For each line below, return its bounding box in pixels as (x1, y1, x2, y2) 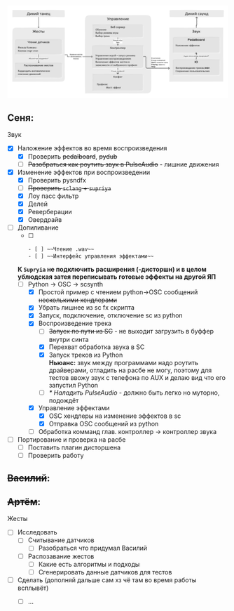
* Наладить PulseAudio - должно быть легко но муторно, (48, 388, 220, 397)
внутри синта (48, 335, 89, 343)
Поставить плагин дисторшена (27, 443, 121, 452)
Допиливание (17, 223, 59, 232)
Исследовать (17, 528, 57, 537)
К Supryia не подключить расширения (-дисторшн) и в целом (17, 265, 207, 274)
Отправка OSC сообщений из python (48, 419, 159, 428)
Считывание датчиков (27, 536, 95, 544)
